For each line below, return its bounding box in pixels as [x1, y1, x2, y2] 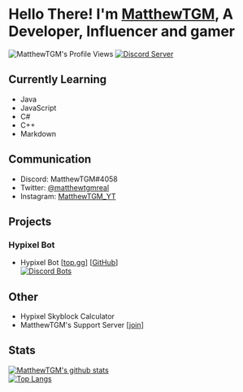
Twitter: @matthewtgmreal [20, 182, 110, 192]
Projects [8, 215, 52, 229]
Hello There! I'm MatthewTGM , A [8, 5, 234, 24]
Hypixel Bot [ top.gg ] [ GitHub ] [20, 258, 119, 268]
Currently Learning [8, 72, 107, 86]
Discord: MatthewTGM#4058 [20, 174, 118, 184]
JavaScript [20, 102, 57, 112]
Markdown [20, 128, 57, 138]
